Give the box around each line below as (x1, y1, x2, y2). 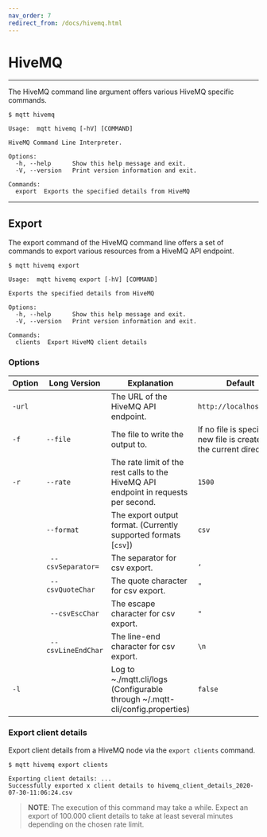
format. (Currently (110, 519, 179, 530)
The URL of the (110, 391, 168, 402)
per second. (110, 496, 157, 507)
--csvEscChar (50, 608, 99, 618)
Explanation (127, 377, 174, 389)
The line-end (110, 631, 161, 642)
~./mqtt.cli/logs (110, 674, 168, 685)
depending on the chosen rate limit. (27, 819, 145, 829)
